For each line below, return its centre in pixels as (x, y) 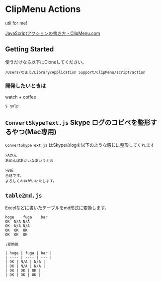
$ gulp (12, 106)
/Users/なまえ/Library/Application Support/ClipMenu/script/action (75, 72)
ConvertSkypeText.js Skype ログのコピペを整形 (78, 123)
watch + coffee (21, 97)
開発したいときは (26, 86)
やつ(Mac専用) (34, 132)
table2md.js (24, 196)
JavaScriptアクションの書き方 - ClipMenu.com (53, 33)
